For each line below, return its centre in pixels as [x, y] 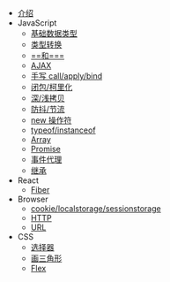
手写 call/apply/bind [67, 76]
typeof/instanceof [63, 130]
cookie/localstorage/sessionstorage [96, 209]
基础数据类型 [54, 33]
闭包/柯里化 [52, 87]
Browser [33, 199]
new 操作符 [51, 120]
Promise [46, 149]
